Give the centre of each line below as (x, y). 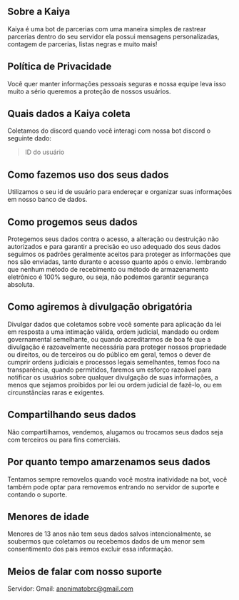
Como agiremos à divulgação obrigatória (100, 307)
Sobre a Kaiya (39, 12)
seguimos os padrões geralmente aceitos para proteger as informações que (119, 254)
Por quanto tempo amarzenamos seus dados (109, 462)
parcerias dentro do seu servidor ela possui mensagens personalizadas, (113, 36)
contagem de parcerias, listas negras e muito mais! (82, 44)
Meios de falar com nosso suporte (85, 571)
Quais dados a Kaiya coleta (69, 114)
